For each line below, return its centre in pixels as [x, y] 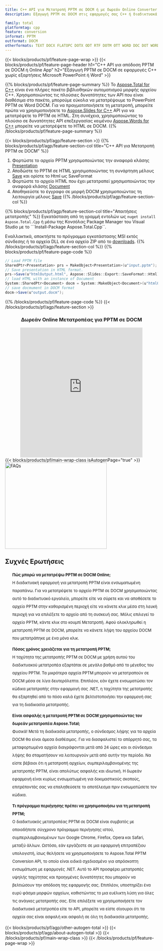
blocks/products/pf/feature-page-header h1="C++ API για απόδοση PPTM [80, 64]
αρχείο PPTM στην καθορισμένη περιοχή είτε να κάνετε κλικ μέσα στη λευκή [85, 606]
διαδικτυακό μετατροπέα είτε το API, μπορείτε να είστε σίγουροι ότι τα [78, 909]
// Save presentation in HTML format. [44, 270]
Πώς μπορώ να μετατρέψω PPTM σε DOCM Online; [61, 575]
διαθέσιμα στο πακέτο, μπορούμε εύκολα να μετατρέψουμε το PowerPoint [80, 100]
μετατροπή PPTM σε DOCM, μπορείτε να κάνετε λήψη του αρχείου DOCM [82, 630]
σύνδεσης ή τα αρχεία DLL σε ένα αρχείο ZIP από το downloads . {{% [75, 241]
